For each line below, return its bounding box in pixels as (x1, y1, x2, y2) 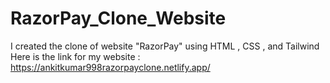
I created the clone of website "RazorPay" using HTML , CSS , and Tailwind (10, 40, 320, 52)
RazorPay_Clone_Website (10, 7, 227, 30)
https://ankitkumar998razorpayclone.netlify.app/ (10, 61, 211, 73)
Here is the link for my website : (10, 50, 141, 62)
